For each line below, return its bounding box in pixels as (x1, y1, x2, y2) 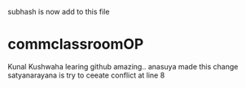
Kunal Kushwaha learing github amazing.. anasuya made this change (7, 61, 239, 71)
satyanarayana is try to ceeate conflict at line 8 (7, 70, 165, 80)
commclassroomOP (7, 36, 144, 53)
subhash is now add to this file (7, 7, 110, 16)
